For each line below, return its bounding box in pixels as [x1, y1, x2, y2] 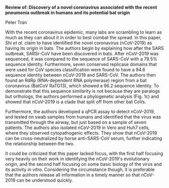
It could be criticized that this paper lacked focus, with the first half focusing [5, 151, 163, 156]
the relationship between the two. [5, 141, 75, 147]
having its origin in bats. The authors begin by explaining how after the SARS [5, 45, 164, 51]
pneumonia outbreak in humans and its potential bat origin [5, 10, 130, 16]
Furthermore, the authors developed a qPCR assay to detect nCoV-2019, [5, 108, 155, 114]
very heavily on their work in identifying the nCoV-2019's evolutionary [5, 156, 150, 162]
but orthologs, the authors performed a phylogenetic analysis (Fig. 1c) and [5, 93, 159, 99]
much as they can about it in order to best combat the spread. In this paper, [5, 35, 162, 40]
